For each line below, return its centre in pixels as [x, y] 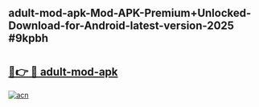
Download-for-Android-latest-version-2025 [121, 26]
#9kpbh [28, 38]
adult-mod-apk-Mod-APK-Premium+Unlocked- [130, 13]
